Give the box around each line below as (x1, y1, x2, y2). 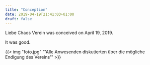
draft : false (5, 16, 32, 21)
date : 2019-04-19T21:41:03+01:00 (5, 12, 75, 17)
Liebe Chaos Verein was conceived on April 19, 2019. (5, 30, 113, 36)
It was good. (5, 39, 31, 45)
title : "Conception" (5, 7, 48, 12)
